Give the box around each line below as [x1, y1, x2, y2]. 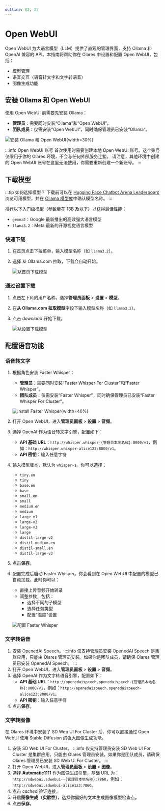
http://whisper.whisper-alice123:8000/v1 [28, 447, 114, 451]
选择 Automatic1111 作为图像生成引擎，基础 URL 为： [12, 770, 119, 776]
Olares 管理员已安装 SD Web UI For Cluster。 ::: [12, 757, 109, 764]
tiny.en [19, 473, 35, 478]
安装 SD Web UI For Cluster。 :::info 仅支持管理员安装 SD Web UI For [12, 745, 151, 752]
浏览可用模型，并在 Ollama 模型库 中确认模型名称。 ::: [5, 196, 113, 201]
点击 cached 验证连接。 [12, 788, 60, 794]
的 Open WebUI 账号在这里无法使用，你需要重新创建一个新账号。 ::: [5, 160, 141, 166]
